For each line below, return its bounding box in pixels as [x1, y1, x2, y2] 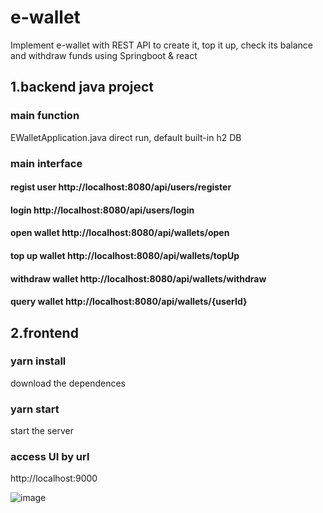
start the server [10, 425, 74, 437]
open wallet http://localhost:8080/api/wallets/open [10, 227, 230, 239]
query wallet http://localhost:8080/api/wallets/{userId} [10, 296, 248, 308]
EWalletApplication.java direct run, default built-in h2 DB [10, 131, 242, 143]
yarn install [10, 354, 67, 368]
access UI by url [10, 450, 90, 464]
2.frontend [10, 324, 79, 341]
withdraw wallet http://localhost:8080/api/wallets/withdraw [10, 272, 267, 285]
